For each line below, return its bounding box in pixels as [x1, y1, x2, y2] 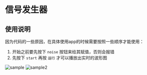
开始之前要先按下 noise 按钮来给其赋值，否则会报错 [12, 49, 115, 54]
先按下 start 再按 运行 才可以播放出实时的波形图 [12, 55, 107, 61]
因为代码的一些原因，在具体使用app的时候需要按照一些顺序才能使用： [5, 39, 144, 44]
